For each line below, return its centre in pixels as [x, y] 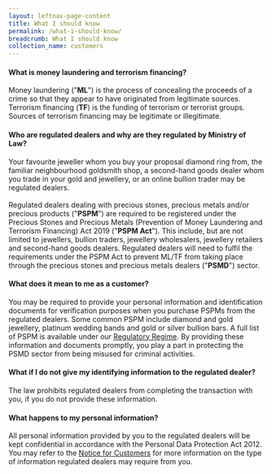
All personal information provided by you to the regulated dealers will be [129, 436]
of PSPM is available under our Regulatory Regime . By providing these [126, 336]
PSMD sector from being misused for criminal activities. [102, 354]
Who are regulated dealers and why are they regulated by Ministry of [127, 134]
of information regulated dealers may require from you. [101, 462]
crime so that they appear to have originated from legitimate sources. [125, 99]
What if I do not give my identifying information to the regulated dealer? [132, 372]
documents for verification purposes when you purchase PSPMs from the [132, 311]
